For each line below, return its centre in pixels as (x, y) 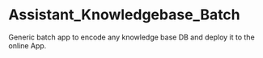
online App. (28, 45)
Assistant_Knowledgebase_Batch (124, 15)
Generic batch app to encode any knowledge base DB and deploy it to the (131, 37)
